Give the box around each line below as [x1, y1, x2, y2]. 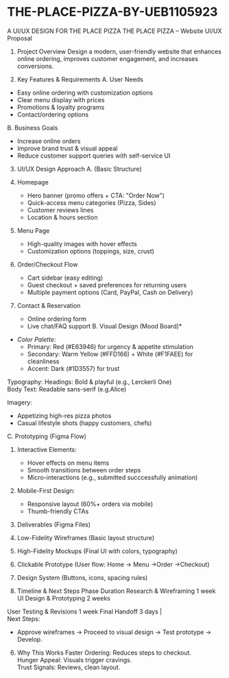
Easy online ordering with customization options [16, 88, 153, 97]
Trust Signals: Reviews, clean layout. [16, 663, 121, 671]
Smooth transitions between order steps [27, 465, 141, 474]
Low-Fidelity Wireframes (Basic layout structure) [16, 533, 155, 542]
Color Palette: [16, 335, 56, 343]
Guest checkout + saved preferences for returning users [27, 280, 187, 289]
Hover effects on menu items [27, 459, 110, 467]
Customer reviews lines [27, 206, 94, 214]
